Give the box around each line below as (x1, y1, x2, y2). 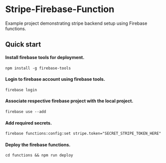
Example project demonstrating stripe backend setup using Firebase (5, 20, 147, 26)
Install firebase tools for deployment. (5, 54, 85, 60)
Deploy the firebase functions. (5, 141, 71, 147)
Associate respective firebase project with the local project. (5, 98, 134, 104)
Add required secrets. (5, 120, 52, 126)
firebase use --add (5, 109, 46, 114)
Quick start (5, 40, 41, 49)
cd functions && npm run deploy (5, 153, 73, 158)
